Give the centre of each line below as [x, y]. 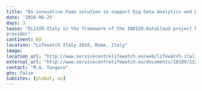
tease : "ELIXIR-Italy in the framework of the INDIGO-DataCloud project [99, 28]
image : [14, 51]
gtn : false [20, 73]
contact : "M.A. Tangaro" [37, 67]
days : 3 [16, 23]
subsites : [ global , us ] [36, 78]
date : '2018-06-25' [31, 17]
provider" [19, 34]
